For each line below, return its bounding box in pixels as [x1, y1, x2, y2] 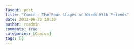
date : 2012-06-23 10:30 [5, 17, 56, 22]
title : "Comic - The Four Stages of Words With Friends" [5, 12, 129, 17]
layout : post [5, 7, 33, 13]
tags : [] [5, 36, 24, 41]
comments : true [5, 27, 38, 32]
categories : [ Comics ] [5, 31, 52, 36]
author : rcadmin [5, 21, 40, 27]
